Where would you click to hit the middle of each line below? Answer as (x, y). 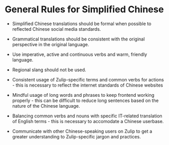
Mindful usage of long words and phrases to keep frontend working (83, 95)
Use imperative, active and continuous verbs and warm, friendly (80, 54)
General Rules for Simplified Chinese (84, 9)
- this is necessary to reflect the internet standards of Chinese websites (88, 85)
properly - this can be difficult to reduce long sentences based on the (85, 100)
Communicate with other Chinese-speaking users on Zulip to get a (82, 131)
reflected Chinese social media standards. (56, 29)
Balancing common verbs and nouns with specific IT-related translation (87, 116)
